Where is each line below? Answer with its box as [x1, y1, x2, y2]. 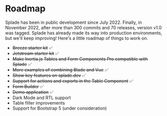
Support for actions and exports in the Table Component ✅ [12, 78, 134, 84]
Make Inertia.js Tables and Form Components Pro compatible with [12, 56, 148, 62]
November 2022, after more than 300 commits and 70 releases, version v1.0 [5, 24, 162, 30]
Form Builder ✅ [12, 83, 44, 89]
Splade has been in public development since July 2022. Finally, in [5, 19, 142, 25]
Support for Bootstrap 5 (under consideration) [12, 105, 107, 111]
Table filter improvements [12, 100, 65, 106]
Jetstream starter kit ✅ [12, 50, 59, 56]
